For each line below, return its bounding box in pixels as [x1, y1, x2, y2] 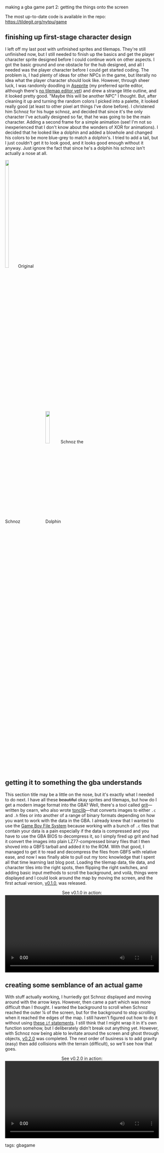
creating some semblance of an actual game [5, 981, 143, 990]
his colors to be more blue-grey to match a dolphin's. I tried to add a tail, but [5, 134, 158, 140]
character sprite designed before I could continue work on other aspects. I [5, 56, 155, 62]
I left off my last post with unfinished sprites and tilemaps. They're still [5, 46, 146, 52]
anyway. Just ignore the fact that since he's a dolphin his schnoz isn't [5, 145, 145, 151]
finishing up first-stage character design [5, 33, 132, 41]
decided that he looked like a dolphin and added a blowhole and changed [5, 129, 153, 135]
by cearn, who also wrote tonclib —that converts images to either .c [20, 807, 156, 813]
